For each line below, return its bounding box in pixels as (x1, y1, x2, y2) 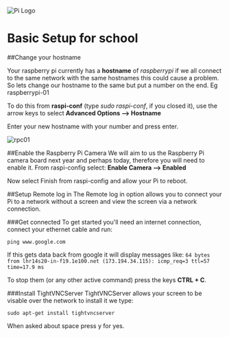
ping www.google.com (7, 238, 67, 245)
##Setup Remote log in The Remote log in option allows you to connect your (7, 189, 223, 198)
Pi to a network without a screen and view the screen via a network (7, 197, 197, 205)
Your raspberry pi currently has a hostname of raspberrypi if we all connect (7, 66, 221, 75)
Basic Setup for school (7, 31, 138, 46)
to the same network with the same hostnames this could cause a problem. (7, 73, 219, 82)
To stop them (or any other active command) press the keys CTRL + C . (7, 275, 207, 284)
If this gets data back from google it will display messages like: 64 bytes (7, 251, 210, 259)
